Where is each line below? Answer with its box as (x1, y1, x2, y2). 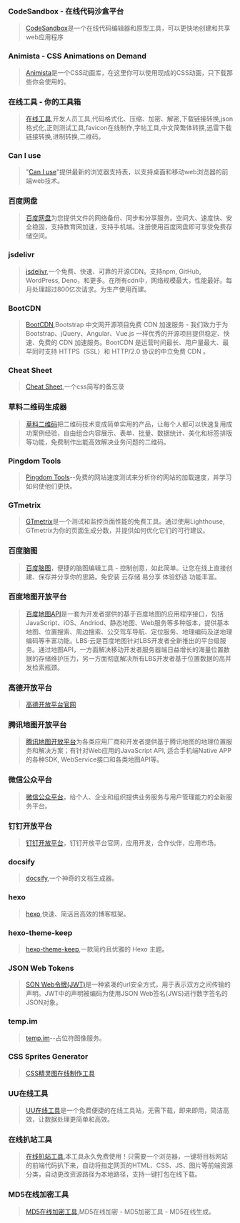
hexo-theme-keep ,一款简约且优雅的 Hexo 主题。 (25, 944, 169, 953)
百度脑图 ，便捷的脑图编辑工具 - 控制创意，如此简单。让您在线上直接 (25, 563, 227, 572)
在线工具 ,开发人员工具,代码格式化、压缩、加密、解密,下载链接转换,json (25, 114, 234, 123)
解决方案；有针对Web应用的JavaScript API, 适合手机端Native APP (38, 747, 231, 755)
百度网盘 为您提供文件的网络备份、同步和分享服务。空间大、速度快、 (25, 214, 226, 222)
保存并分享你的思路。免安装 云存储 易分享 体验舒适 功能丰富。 (38, 572, 221, 581)
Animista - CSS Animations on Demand (8, 51, 147, 61)
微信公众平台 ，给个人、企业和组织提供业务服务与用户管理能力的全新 (25, 792, 226, 801)
